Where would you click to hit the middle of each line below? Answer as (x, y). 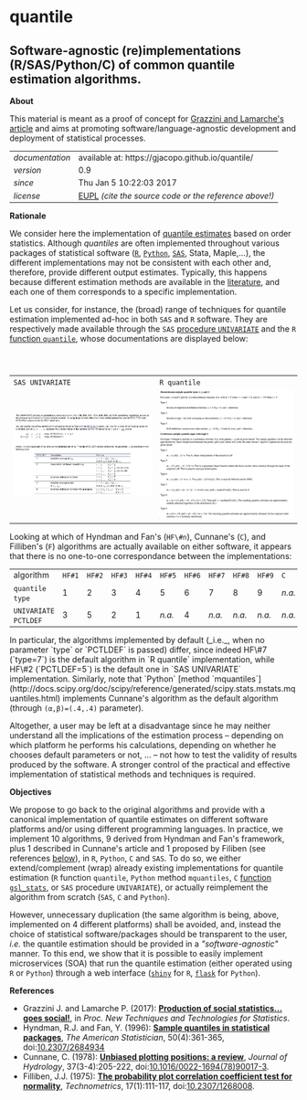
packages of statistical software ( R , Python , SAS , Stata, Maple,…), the (138, 253)
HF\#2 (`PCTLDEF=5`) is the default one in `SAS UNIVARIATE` (126, 670)
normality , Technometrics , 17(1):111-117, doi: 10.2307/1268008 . (138, 1086)
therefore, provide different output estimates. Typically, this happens (138, 272)
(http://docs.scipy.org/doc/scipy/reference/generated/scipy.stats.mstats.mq (153, 689)
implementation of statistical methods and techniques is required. (132, 775)
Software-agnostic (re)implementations (126, 51)
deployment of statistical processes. (78, 138)
